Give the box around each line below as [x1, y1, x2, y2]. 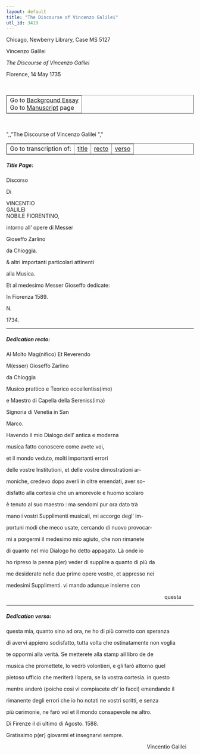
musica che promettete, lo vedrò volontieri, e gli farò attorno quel [6, 663, 165, 670]
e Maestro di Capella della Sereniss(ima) [6, 397, 105, 404]
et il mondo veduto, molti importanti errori [6, 454, 108, 462]
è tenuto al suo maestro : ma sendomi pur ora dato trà [6, 501, 138, 508]
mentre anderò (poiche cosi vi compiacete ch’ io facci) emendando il [6, 685, 174, 692]
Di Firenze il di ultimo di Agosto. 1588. [6, 720, 99, 728]
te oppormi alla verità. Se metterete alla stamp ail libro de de [6, 651, 154, 658]
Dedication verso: [6, 612, 52, 620]
